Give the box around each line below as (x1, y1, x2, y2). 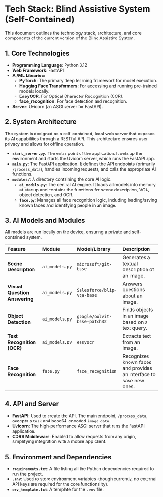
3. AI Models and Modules (5, 216, 85, 225)
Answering (7, 296, 33, 303)
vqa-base (77, 292, 97, 298)
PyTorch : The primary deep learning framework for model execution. (19, 77, 158, 83)
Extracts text (122, 333, 151, 340)
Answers (122, 280, 143, 287)
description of (122, 267, 154, 273)
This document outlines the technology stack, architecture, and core (5, 30, 142, 36)
